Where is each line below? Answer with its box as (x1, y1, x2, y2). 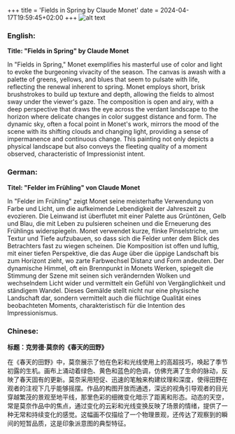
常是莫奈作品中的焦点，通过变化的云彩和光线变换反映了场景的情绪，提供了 (7, 401, 222, 409)
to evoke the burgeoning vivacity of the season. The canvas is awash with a (7, 68, 226, 76)
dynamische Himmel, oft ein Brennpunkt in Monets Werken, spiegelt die (7, 264, 214, 272)
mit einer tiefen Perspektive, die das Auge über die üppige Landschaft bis (7, 249, 219, 257)
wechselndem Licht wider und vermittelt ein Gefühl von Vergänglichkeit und (7, 278, 226, 287)
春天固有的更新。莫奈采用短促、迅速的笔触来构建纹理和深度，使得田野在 (19, 375, 228, 384)
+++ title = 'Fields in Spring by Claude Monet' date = (7, 6, 159, 14)
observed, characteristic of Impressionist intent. (7, 150, 145, 158)
